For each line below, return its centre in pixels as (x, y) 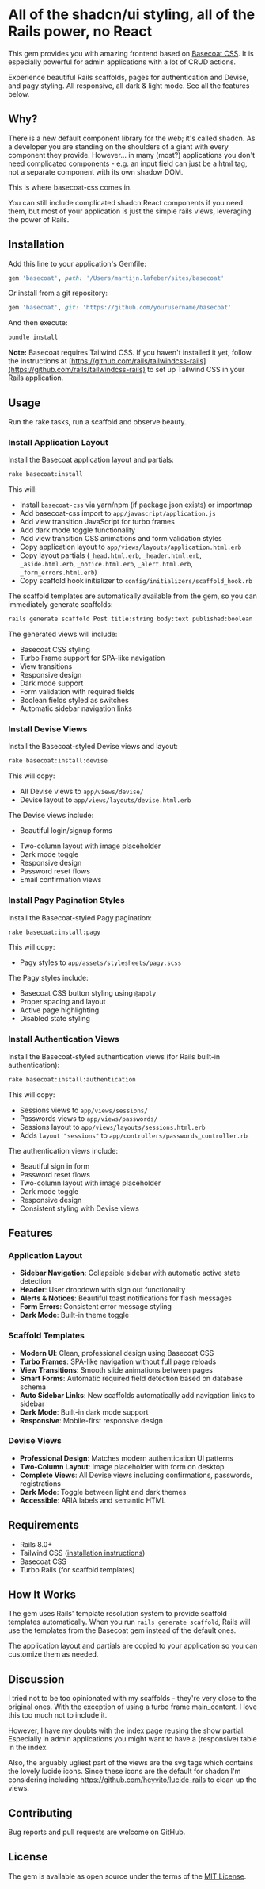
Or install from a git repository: (58, 293)
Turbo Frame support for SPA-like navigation (92, 658)
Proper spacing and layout (62, 1002)
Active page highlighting (59, 1010)
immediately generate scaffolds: (61, 605)
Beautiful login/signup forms (66, 831)
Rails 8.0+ (36, 1544)
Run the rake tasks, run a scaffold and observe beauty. (98, 422)
